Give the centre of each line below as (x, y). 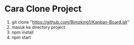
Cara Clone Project (43, 9)
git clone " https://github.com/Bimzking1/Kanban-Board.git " (70, 22)
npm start (21, 37)
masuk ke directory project (38, 27)
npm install (22, 32)
